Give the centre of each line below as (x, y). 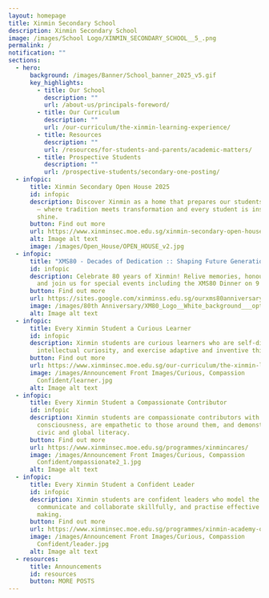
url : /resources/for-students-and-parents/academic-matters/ (148, 150)
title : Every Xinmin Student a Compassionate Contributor (128, 403)
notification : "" (37, 53)
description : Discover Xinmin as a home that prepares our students (146, 202)
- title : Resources (70, 134)
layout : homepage (37, 16)
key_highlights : (56, 82)
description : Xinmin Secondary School (73, 30)
